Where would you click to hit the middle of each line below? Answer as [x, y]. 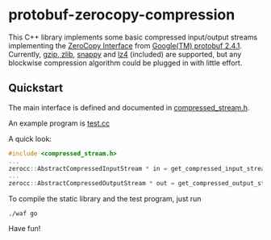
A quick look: [30, 139]
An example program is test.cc [59, 123]
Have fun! [25, 229]
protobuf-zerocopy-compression [122, 15]
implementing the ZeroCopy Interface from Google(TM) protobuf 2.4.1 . [125, 45]
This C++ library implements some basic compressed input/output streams [133, 37]
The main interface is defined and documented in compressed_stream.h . [129, 107]
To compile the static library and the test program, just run [105, 199]
